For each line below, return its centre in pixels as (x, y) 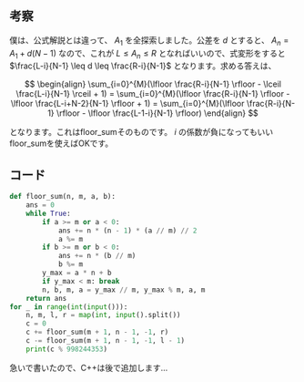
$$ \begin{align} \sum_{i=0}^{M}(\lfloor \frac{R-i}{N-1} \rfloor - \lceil (153, 84)
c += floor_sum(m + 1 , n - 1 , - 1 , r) (97, 332)
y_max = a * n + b (77, 273)
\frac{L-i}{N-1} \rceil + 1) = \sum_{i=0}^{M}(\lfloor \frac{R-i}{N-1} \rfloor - (153, 94)
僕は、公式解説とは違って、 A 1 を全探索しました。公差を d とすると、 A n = (149, 41)
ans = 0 (40, 205)
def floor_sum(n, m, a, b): (63, 197)
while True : (48, 213)
